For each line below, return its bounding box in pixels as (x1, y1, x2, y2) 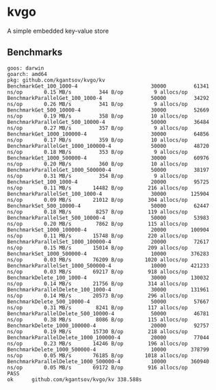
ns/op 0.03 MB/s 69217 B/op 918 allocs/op (7, 268, 188, 275)
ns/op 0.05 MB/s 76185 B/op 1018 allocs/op (7, 352, 188, 359)
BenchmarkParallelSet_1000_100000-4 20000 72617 (7, 238, 210, 245)
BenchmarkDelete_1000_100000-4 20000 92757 (7, 322, 210, 329)
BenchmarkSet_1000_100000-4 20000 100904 (7, 226, 210, 233)
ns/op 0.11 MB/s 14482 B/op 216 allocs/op (7, 184, 188, 192)
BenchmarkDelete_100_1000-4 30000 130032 (7, 274, 210, 281)
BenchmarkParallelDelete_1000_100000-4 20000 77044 (7, 334, 210, 341)
